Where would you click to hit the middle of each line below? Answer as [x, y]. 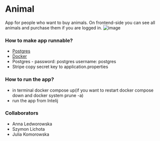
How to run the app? [30, 79]
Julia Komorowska [31, 134]
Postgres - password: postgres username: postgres [64, 62]
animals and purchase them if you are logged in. [54, 27]
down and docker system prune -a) [48, 95]
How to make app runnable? [39, 40]
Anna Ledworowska [32, 124]
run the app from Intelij [35, 100]
